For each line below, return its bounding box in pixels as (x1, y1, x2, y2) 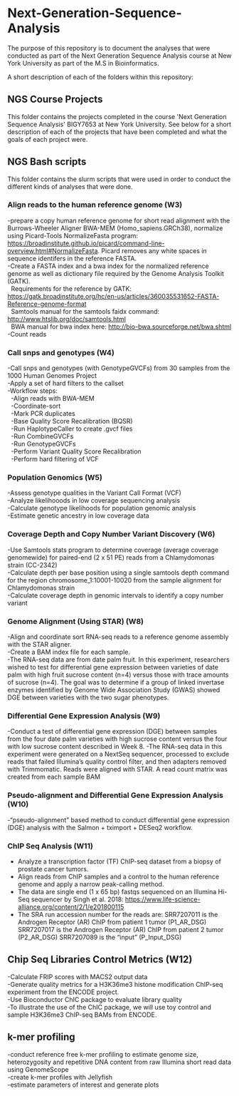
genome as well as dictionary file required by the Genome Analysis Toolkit (7, 269, 224, 277)
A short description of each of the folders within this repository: (7, 73, 194, 81)
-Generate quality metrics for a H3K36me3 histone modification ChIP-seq (7, 980, 223, 988)
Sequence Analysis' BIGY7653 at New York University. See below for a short (7, 120, 232, 128)
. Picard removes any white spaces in (97, 246, 208, 255)
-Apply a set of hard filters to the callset (7, 379, 124, 388)
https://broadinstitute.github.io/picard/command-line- (7, 239, 165, 247)
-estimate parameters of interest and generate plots (7, 1080, 159, 1089)
